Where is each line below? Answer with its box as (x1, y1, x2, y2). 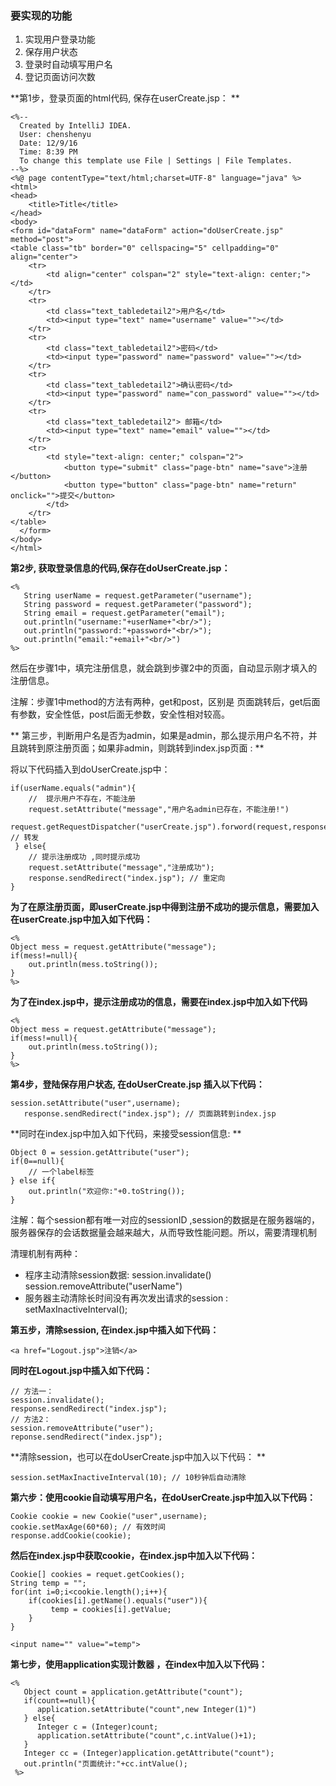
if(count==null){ (23, 1696, 97, 1706)
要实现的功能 (10, 8, 73, 22)
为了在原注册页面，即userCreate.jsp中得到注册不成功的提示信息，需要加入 (10, 901, 320, 913)
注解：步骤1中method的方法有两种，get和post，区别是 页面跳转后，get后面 (10, 696, 321, 708)
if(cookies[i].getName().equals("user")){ (28, 1596, 208, 1606)
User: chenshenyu (19, 130, 92, 140)
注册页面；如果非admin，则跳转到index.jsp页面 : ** (53, 742, 265, 754)
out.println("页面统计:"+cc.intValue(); (23, 1759, 188, 1769)
